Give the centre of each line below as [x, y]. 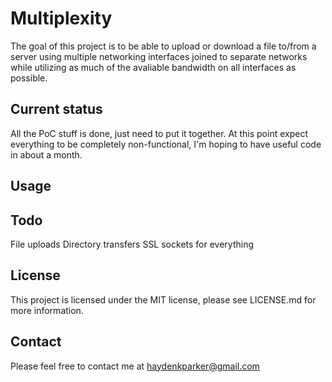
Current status [56, 109]
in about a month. [46, 154]
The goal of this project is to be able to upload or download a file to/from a [163, 46]
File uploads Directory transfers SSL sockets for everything [132, 244]
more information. [47, 310]
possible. [29, 78]
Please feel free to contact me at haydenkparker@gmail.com [135, 366]
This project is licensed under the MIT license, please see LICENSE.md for [163, 299]
